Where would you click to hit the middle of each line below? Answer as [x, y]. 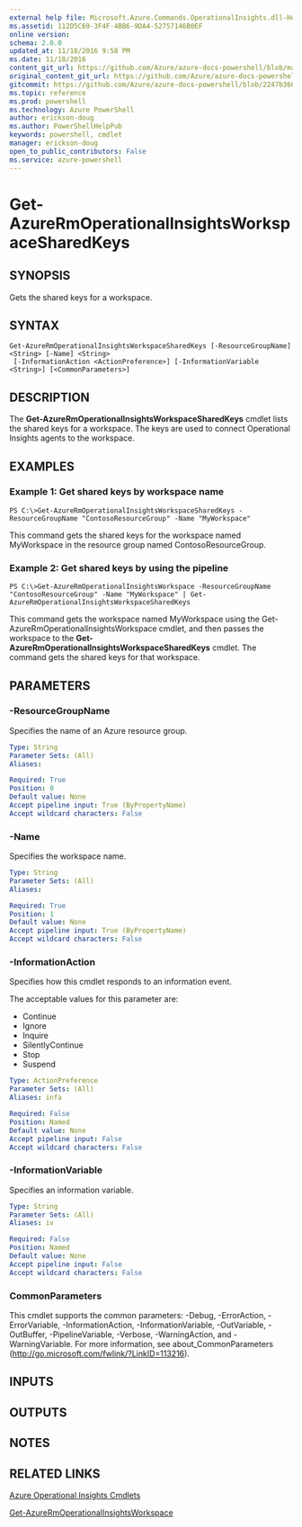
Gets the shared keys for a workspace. [81, 297]
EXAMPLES [42, 466]
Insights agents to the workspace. [72, 438]
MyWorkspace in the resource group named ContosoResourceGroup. [138, 544]
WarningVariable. [41, 1344]
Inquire [36, 1036]
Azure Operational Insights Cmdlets [75, 1495]
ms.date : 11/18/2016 [48, 59]
